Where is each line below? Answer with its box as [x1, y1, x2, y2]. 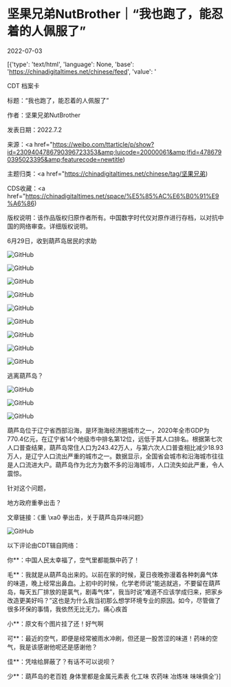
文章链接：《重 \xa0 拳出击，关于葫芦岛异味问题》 [7, 513, 147, 521]
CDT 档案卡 [7, 81, 40, 90]
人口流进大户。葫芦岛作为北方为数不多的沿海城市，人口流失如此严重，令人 [12, 460, 224, 469]
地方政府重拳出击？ [7, 498, 62, 506]
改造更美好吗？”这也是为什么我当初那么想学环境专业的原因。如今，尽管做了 [7, 596, 221, 604]
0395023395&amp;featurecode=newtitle [7, 155, 124, 163]
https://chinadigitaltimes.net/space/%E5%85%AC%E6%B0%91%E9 [25, 192, 219, 200]
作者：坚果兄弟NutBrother [7, 111, 81, 119]
